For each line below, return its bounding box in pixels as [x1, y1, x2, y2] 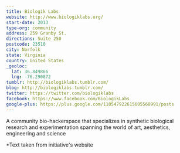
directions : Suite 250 [6, 36, 62, 42]
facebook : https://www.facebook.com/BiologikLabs [6, 96, 130, 101]
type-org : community [6, 25, 57, 31]
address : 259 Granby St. [6, 30, 67, 36]
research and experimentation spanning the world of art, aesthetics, [6, 124, 171, 131]
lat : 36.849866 [11, 69, 49, 74]
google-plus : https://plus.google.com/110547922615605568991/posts [6, 101, 175, 107]
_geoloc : [6, 63, 28, 69]
